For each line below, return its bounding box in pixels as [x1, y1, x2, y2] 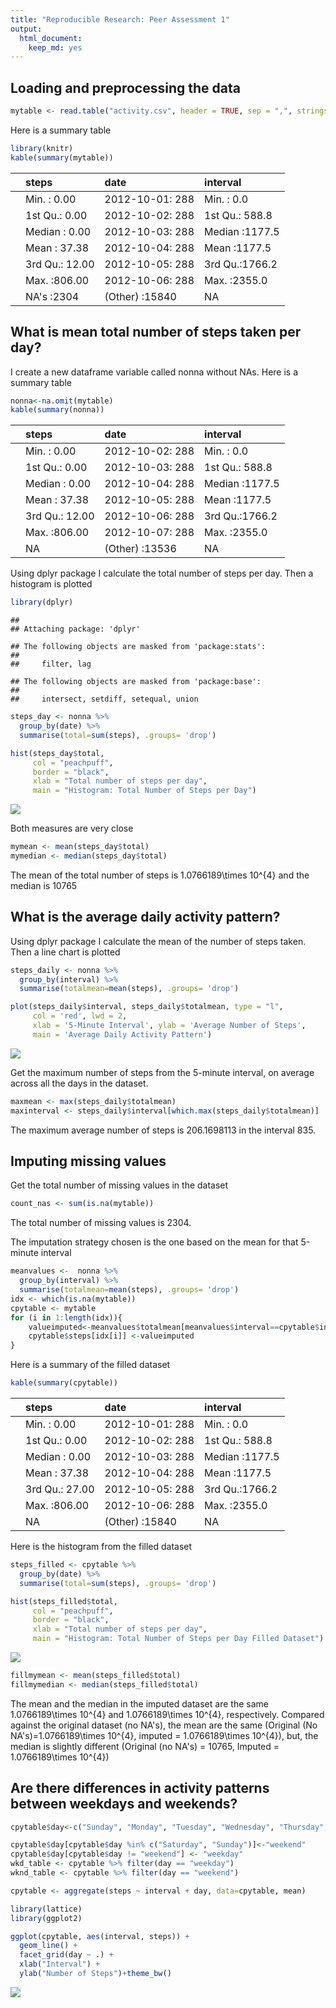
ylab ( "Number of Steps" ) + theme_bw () [19, 1969, 172, 1979]
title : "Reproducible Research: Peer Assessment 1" [10, 14, 230, 25]
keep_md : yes [28, 42, 83, 53]
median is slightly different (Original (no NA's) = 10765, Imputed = [10, 1740, 280, 1752]
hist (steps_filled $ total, [10, 1596, 118, 1606]
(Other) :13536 [104, 542, 177, 556]
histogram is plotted [10, 578, 93, 590]
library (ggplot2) [10, 1913, 83, 1923]
